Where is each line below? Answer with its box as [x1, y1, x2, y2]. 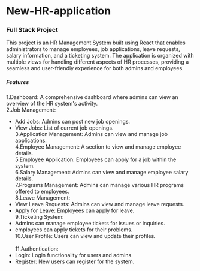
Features [6, 79, 29, 86]
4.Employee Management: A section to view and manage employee [14, 143, 181, 150]
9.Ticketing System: [14, 213, 64, 221]
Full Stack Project [6, 26, 58, 34]
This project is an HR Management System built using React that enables [6, 39, 186, 46]
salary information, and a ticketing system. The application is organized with [6, 52, 194, 59]
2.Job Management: [6, 106, 56, 113]
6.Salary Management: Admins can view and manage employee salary [14, 169, 189, 176]
